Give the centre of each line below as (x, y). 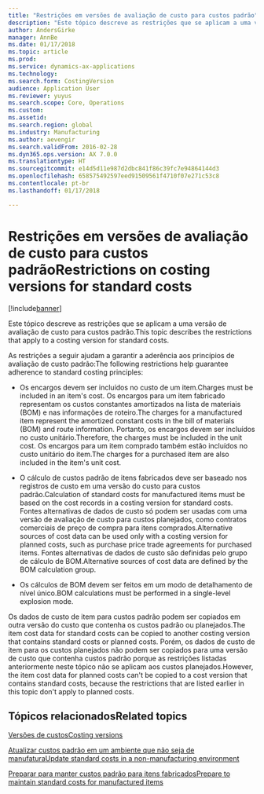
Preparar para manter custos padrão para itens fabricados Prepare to (119, 774)
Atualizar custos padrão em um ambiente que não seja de (101, 750)
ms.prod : (22, 60)
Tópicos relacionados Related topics (98, 716)
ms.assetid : (27, 118)
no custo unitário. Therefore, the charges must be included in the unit (131, 437)
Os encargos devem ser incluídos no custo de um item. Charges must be (136, 387)
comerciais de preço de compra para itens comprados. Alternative (126, 528)
